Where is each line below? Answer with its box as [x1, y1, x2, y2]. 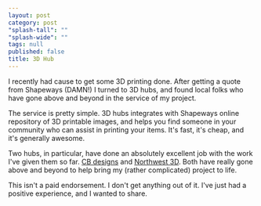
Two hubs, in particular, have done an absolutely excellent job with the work [8, 148, 253, 157]
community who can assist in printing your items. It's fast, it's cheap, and [8, 125, 245, 134]
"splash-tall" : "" [8, 26, 68, 34]
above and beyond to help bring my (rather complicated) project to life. [8, 165, 237, 175]
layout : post [8, 11, 51, 20]
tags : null [8, 41, 44, 49]
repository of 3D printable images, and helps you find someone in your [8, 117, 237, 126]
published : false [8, 48, 65, 56]
